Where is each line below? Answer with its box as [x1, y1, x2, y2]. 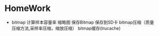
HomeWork [4, 3, 51, 14]
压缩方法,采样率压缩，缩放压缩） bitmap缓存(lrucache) [11, 25, 121, 31]
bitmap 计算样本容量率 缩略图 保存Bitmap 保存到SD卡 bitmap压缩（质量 [11, 19, 154, 25]
